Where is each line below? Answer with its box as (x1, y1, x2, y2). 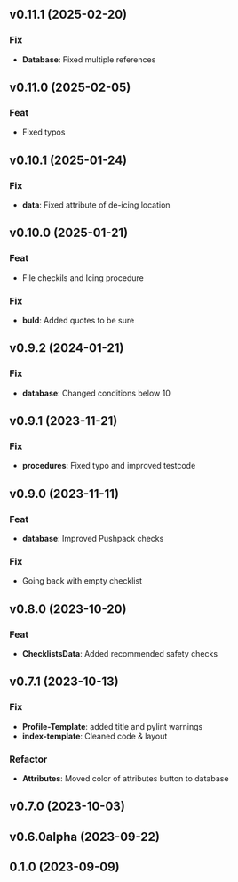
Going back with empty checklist (21, 576, 143, 586)
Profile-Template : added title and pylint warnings (21, 721, 203, 731)
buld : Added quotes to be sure (21, 315, 135, 326)
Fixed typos (21, 127, 66, 137)
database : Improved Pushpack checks (21, 534, 164, 544)
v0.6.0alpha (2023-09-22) (9, 829, 160, 845)
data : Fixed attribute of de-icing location (21, 200, 171, 210)
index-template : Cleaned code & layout (21, 731, 168, 741)
